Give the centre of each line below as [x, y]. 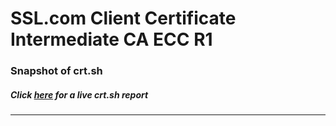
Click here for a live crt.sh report [79, 94]
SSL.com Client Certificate [123, 18]
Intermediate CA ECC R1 [111, 39]
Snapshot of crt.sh [56, 71]
